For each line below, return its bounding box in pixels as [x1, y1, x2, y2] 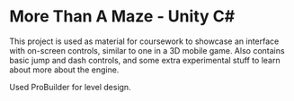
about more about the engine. [9, 64, 120, 75]
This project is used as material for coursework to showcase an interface [9, 36, 280, 46]
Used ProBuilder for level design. [9, 81, 132, 92]
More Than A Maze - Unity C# [9, 6, 236, 27]
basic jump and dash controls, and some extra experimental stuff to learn [9, 55, 281, 65]
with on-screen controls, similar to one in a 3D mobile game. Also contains [9, 45, 285, 55]
